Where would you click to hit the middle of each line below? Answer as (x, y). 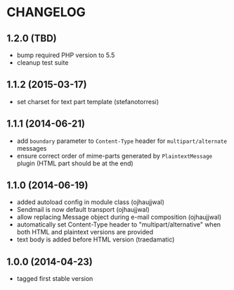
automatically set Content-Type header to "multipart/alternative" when (119, 225)
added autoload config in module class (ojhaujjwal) (90, 202)
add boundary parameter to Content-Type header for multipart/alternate (122, 141)
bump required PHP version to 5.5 (66, 55)
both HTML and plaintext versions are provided (85, 232)
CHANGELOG (46, 12)
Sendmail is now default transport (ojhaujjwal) (83, 210)
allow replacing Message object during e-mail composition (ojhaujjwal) (119, 217)
